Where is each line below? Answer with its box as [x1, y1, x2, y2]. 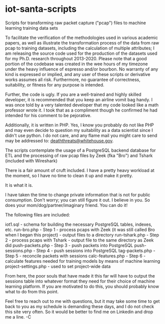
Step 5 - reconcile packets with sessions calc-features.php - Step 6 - [5, 253, 146, 259]
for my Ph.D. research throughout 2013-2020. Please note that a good [5, 55, 147, 61]
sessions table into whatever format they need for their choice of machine [5, 278, 155, 284]
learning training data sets [5, 25, 58, 31]
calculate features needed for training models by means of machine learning [5, 258, 161, 264]
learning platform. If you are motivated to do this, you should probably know [5, 283, 159, 289]
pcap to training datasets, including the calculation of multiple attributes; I [5, 45, 155, 51]
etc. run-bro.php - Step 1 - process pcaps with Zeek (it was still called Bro [5, 226, 155, 233]
